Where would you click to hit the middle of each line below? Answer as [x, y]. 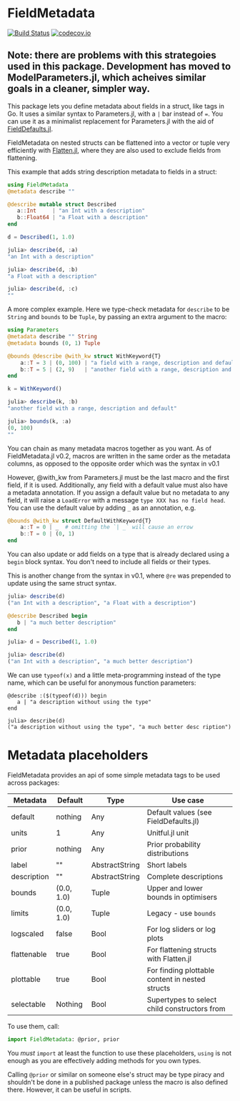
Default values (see [179, 812]
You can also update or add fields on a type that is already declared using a [119, 554]
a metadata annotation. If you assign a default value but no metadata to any [119, 492]
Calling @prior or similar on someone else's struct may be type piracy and [116, 1074]
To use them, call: [34, 1026]
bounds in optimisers [182, 897]
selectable [29, 1004]
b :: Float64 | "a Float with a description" [82, 218]
